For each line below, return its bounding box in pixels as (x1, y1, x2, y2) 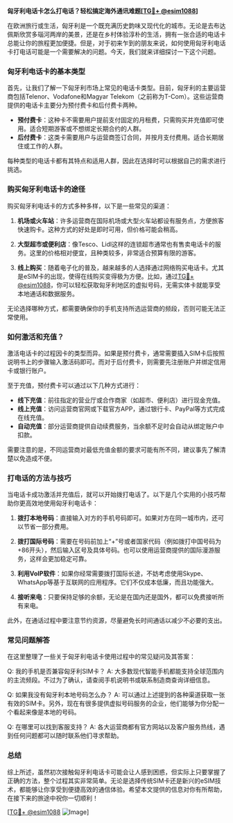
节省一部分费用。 (23, 523, 73, 531)
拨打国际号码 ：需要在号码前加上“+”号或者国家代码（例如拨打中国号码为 (17, 537, 222, 546)
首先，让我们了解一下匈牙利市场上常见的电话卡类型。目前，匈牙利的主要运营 (7, 83, 226, 92)
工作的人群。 (29, 142, 67, 150)
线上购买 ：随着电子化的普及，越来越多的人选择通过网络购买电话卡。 (17, 263, 212, 272)
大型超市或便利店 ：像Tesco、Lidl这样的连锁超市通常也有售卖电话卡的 (17, 240, 215, 248)
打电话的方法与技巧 (7, 473, 71, 482)
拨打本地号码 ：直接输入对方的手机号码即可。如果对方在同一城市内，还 (17, 514, 218, 522)
